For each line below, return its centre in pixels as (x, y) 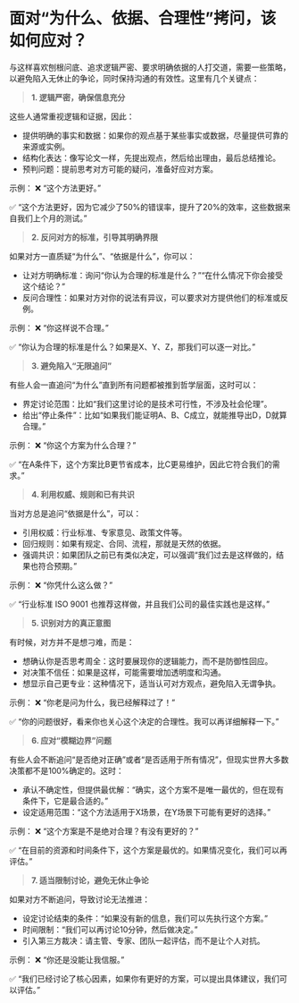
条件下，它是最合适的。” (65, 801)
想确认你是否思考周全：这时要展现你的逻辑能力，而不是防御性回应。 (147, 661)
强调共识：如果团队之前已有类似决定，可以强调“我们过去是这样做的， (149, 555)
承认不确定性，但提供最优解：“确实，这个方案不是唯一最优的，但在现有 (153, 789)
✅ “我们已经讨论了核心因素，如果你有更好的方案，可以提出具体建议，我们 (144, 978)
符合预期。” (58, 565)
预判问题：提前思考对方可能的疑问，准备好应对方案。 (120, 169)
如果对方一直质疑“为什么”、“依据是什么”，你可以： (102, 256)
